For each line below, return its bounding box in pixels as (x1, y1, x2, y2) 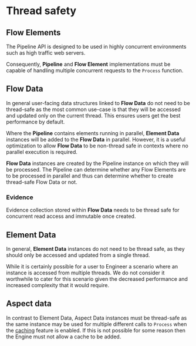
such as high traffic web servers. (6, 49, 86, 56)
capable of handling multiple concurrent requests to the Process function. (6, 67, 184, 74)
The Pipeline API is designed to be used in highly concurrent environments (6, 43, 187, 50)
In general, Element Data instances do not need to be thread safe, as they (6, 245, 185, 252)
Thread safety (6, 4, 77, 18)
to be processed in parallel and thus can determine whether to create (6, 172, 174, 179)
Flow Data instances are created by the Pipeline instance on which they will (6, 160, 189, 167)
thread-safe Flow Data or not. (6, 178, 77, 186)
